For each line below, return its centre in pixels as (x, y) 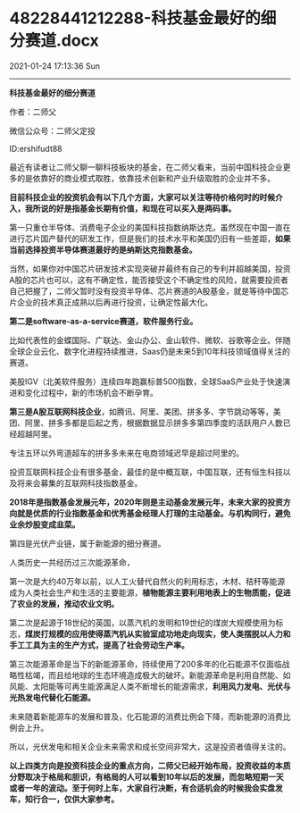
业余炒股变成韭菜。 (45, 524)
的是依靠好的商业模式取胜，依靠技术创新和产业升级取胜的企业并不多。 (146, 178)
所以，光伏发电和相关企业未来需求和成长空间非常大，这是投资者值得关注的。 (150, 746)
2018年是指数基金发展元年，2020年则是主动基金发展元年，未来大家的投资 (146, 502)
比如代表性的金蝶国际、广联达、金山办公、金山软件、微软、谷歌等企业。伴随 (150, 339)
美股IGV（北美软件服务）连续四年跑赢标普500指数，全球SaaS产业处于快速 (146, 381)
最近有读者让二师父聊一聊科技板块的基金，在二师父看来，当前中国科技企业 (146, 167)
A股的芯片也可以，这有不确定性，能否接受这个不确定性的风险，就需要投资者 (149, 280)
